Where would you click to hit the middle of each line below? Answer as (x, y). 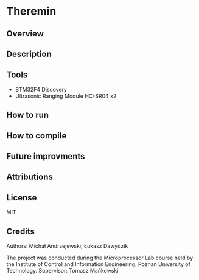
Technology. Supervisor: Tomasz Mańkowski (62, 270)
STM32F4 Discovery (41, 89)
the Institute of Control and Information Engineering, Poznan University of (98, 264)
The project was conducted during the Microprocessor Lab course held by (100, 258)
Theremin (31, 11)
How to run (28, 115)
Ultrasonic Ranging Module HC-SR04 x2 (66, 96)
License (22, 198)
